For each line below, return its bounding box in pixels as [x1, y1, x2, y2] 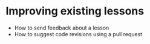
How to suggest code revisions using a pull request [14, 30, 143, 37]
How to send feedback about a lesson [14, 24, 109, 31]
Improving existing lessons [5, 4, 145, 18]
